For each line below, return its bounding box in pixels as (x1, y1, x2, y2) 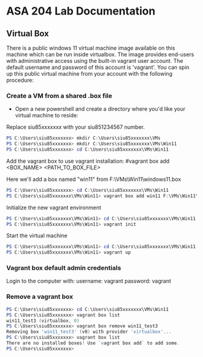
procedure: (6, 77, 34, 84)
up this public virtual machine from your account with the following (6, 70, 173, 77)
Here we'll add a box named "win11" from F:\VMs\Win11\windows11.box (6, 175, 181, 183)
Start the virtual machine (6, 232, 68, 240)
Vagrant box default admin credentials (6, 264, 121, 272)
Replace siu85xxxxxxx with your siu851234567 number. (6, 123, 145, 131)
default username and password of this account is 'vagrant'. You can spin (6, 64, 190, 71)
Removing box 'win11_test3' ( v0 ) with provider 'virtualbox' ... (6, 329, 172, 335)
